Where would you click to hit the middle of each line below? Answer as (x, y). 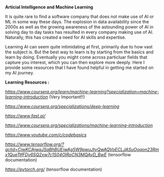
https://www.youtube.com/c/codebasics (46, 135)
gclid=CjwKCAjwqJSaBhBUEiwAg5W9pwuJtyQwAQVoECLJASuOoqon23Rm (82, 149)
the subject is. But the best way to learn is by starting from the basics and (79, 52)
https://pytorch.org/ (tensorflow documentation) (54, 169)
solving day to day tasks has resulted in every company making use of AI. (79, 32)
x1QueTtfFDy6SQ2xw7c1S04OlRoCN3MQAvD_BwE (56, 155)
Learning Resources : (27, 82)
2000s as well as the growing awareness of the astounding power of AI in (79, 27)
